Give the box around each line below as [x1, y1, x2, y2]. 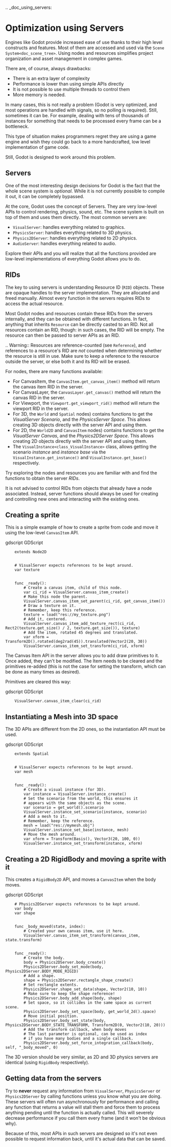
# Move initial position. [23, 1013, 79, 1019]
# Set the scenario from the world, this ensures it [23, 796, 138, 802]
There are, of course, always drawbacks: [5, 65, 92, 71]
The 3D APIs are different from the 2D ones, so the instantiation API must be [5, 726, 166, 732]
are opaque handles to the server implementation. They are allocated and [5, 289, 160, 296]
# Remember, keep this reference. [23, 608, 97, 613]
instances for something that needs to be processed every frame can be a [5, 118, 162, 124]
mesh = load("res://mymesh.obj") [23, 823, 95, 828]
